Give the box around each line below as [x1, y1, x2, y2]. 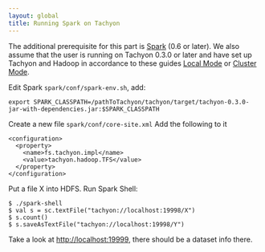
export [8, 98, 31, 106]
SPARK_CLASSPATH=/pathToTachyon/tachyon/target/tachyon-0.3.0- [33, 98, 250, 106]
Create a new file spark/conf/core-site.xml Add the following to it [8, 119, 227, 128]
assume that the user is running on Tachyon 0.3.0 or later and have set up [8, 50, 253, 59]
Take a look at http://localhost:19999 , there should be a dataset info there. [8, 234, 253, 244]
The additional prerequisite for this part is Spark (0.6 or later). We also [8, 41, 240, 51]
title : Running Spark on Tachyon [8, 19, 120, 27]
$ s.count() [8, 213, 48, 222]
